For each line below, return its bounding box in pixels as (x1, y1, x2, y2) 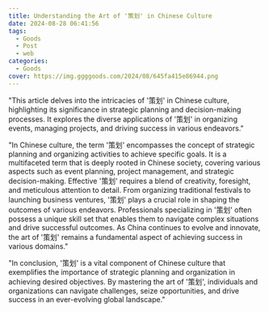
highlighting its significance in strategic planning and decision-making (8, 105, 242, 114)
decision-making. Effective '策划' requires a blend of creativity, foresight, (8, 176, 251, 186)
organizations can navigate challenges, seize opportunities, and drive (8, 285, 240, 296)
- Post (15, 42, 38, 50)
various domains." (8, 241, 69, 251)
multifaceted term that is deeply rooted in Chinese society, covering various (8, 157, 261, 167)
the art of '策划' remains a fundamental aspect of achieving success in (8, 232, 243, 241)
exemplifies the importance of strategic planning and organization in (8, 267, 236, 276)
